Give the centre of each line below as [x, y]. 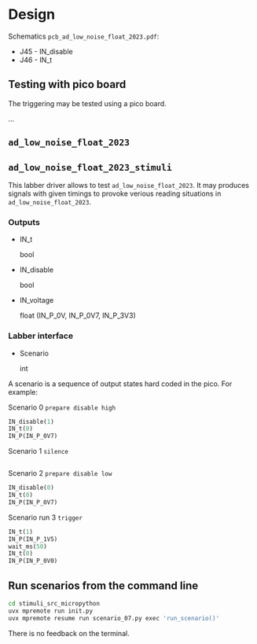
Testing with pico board [67, 85]
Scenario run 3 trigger [45, 517]
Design [32, 15]
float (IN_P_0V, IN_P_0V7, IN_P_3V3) [77, 315]
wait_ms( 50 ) [28, 546]
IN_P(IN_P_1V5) [33, 539]
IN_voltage [37, 300]
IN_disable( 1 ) [31, 421]
